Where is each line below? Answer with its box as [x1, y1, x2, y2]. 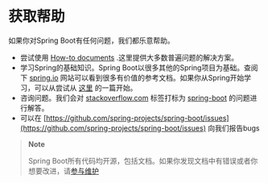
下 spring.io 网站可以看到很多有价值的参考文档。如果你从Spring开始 [19, 73, 245, 82]
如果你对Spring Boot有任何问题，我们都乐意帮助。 [8, 35, 175, 45]
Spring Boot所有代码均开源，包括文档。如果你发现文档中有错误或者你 [27, 156, 258, 165]
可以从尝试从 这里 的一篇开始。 [34, 82, 138, 93]
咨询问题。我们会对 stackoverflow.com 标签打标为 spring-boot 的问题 [19, 93, 251, 102]
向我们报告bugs [208, 123, 260, 133]
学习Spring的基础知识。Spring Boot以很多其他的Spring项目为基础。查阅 [19, 62, 258, 73]
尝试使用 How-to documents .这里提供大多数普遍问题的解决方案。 [19, 52, 239, 62]
